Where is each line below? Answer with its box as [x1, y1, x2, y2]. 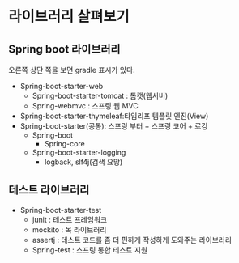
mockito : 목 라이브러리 [32, 224, 107, 235]
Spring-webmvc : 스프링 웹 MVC [32, 101, 139, 110]
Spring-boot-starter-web [19, 82, 104, 91]
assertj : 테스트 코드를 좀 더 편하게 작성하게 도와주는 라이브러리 [32, 235, 233, 244]
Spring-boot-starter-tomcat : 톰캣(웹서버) [32, 91, 169, 100]
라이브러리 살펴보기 [8, 7, 130, 26]
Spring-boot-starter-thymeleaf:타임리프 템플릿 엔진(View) [19, 111, 209, 121]
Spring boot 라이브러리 [8, 42, 121, 56]
